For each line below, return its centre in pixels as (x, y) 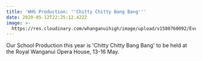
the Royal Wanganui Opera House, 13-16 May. (63, 52)
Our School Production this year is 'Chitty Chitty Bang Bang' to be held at (97, 45)
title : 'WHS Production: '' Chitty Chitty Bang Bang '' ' (76, 12)
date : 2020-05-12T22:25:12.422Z (47, 17)
